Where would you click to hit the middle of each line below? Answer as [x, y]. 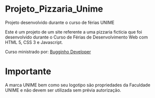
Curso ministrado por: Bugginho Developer [48, 52]
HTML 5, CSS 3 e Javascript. [34, 42]
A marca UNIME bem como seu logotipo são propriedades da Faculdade [78, 85]
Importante [28, 71]
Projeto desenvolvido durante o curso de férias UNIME [60, 22]
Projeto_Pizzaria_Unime [54, 9]
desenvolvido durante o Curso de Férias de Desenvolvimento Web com [77, 37]
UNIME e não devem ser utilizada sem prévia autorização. [63, 90]
